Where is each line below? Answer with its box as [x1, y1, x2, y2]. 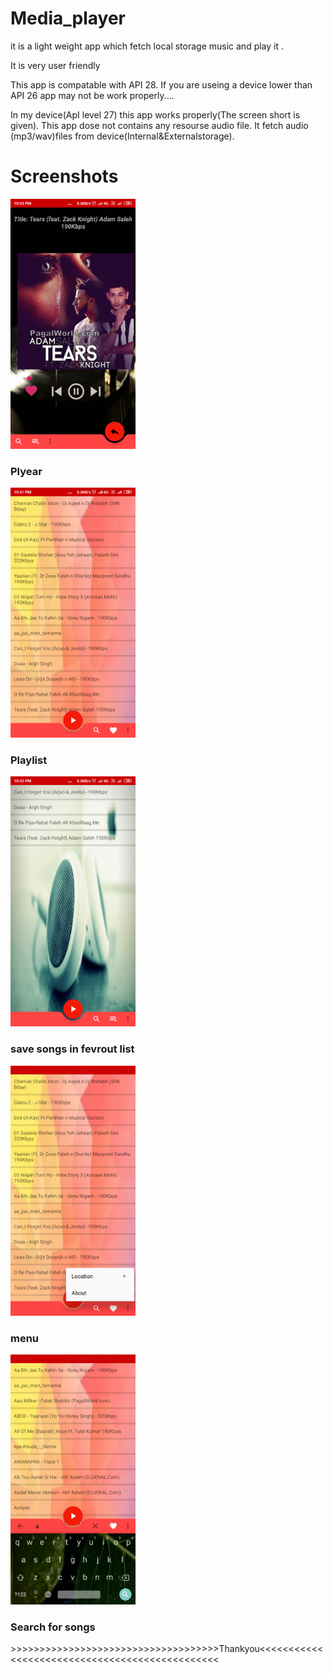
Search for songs [10, 1620, 96, 1634]
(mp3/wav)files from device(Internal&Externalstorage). [10, 130, 235, 142]
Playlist [10, 753, 48, 767]
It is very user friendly [10, 59, 101, 71]
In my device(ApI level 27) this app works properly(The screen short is [10, 108, 301, 121]
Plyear [10, 464, 43, 478]
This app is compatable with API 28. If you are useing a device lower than [10, 78, 313, 91]
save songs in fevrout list [10, 1042, 135, 1056]
